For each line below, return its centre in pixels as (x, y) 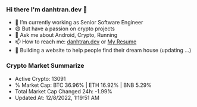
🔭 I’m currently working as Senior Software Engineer (79, 23)
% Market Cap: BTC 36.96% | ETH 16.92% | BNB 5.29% (83, 85)
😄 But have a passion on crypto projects (65, 29)
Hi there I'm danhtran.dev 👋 (47, 10)
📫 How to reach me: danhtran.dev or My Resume (76, 42)
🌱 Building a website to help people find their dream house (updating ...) (103, 51)
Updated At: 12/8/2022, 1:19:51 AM (57, 97)
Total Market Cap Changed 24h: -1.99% (64, 91)
